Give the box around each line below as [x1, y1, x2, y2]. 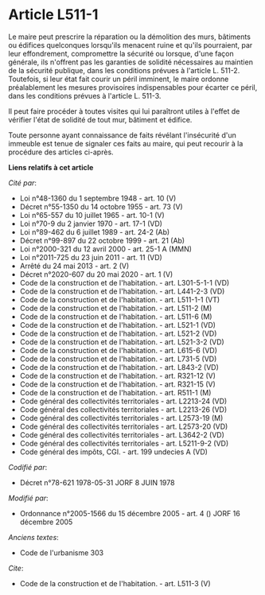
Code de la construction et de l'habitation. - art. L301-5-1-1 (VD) [19, 278, 230, 287]
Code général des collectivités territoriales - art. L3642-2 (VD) [19, 430, 225, 439]
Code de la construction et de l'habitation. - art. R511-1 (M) [19, 387, 212, 397]
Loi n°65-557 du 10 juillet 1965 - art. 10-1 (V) [19, 210, 165, 220]
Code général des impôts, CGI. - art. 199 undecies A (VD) [19, 447, 208, 457]
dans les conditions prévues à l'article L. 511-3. [8, 91, 162, 100]
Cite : [8, 563, 24, 573]
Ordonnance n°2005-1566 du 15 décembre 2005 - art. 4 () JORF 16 [19, 508, 240, 518]
